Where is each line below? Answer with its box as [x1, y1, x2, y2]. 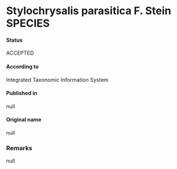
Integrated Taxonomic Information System [6, 76, 108, 83]
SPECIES [6, 16, 50, 30]
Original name [6, 116, 41, 123]
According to [6, 63, 39, 70]
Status [6, 37, 23, 44]
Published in [6, 90, 37, 97]
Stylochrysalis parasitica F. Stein [6, 4, 172, 18]
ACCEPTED [6, 49, 34, 57]
